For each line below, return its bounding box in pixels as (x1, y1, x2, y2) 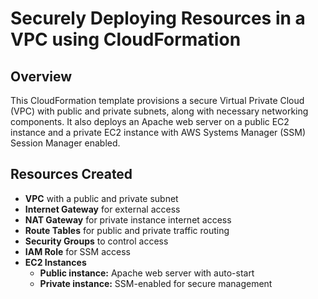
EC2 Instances (24, 256, 87, 268)
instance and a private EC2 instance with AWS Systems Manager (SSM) (10, 127, 307, 138)
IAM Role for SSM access (24, 245, 131, 257)
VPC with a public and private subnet (24, 192, 179, 204)
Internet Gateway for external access (24, 203, 181, 215)
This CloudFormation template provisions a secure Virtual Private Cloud (10, 95, 305, 106)
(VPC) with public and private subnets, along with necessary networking (10, 105, 309, 117)
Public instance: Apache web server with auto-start (39, 267, 255, 279)
